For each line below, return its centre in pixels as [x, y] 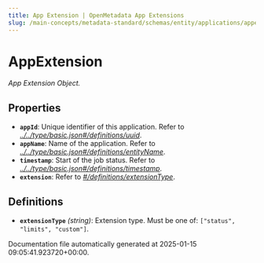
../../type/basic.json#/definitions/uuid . [81, 135]
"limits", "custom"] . [54, 229]
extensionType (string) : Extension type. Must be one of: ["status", [127, 221]
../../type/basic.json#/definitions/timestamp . [91, 169]
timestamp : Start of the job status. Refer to [87, 160]
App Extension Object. [44, 83]
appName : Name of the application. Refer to [87, 144]
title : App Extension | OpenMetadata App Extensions [96, 15]
